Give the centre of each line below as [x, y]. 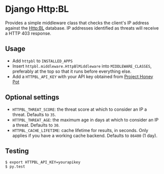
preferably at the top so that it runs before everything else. [72, 71]
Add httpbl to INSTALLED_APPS [42, 61]
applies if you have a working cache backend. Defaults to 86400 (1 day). [85, 135]
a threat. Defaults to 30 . [36, 125]
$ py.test [15, 167]
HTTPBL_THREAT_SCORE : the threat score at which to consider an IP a [80, 109]
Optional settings [32, 97]
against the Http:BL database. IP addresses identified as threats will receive [82, 28]
